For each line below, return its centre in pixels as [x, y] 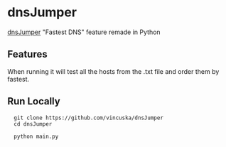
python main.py [36, 136]
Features [27, 54]
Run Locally [34, 101]
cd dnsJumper [33, 124]
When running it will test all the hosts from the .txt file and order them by [113, 71]
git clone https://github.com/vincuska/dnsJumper [88, 118]
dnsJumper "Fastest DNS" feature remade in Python [84, 32]
